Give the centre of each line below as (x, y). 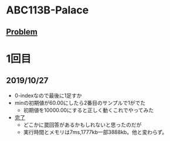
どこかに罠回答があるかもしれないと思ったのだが (82, 125)
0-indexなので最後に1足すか (48, 95)
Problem (22, 32)
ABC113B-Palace (47, 10)
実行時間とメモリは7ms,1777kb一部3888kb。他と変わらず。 (95, 132)
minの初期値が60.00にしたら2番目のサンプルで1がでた (80, 102)
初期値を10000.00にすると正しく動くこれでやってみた (89, 110)
